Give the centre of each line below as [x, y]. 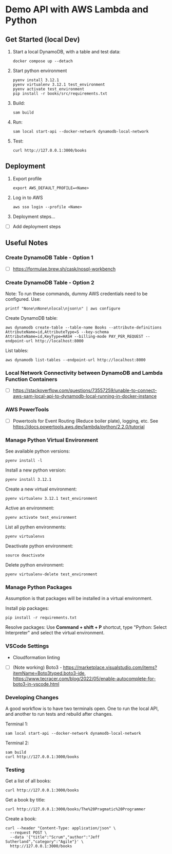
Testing [15, 770]
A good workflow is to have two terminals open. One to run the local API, [82, 708]
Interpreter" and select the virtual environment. [55, 633]
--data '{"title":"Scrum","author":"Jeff [55, 837]
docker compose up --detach [43, 61]
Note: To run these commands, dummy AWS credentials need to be [77, 294]
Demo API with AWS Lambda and [77, 10]
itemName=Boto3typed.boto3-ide [49, 673]
